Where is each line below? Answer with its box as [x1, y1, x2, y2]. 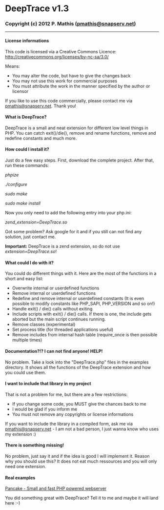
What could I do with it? [5, 260, 54, 265]
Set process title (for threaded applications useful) [12, 326, 114, 332]
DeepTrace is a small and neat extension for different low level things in [5, 125, 149, 131]
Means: [5, 63, 20, 69]
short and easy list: [5, 276, 43, 282]
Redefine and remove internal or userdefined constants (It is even [12, 296, 144, 302]
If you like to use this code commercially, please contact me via [5, 98, 133, 103]
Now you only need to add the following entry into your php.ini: [5, 210, 132, 216]
